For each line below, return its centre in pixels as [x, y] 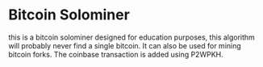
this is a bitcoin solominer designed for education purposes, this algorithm [132, 37]
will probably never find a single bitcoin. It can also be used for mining [125, 45]
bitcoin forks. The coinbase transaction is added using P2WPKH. [116, 54]
